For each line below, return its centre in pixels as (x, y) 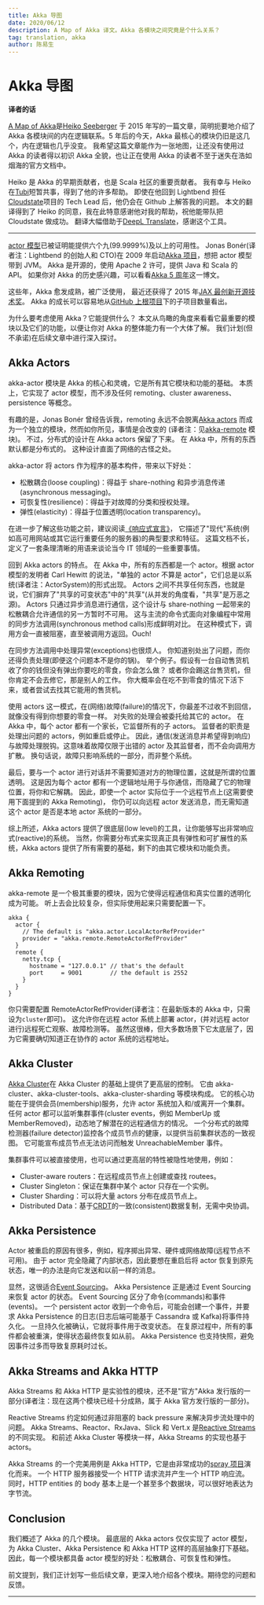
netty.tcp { (42, 959)
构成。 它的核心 (222, 1093)
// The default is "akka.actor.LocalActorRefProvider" (114, 931)
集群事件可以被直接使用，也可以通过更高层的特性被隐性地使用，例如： (122, 1159)
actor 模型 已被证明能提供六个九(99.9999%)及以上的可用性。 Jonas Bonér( (128, 245)
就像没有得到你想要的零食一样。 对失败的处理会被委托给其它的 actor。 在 (126, 716)
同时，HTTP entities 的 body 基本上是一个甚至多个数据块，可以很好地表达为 (131, 1484)
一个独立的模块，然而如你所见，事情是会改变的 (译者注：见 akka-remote (131, 429)
